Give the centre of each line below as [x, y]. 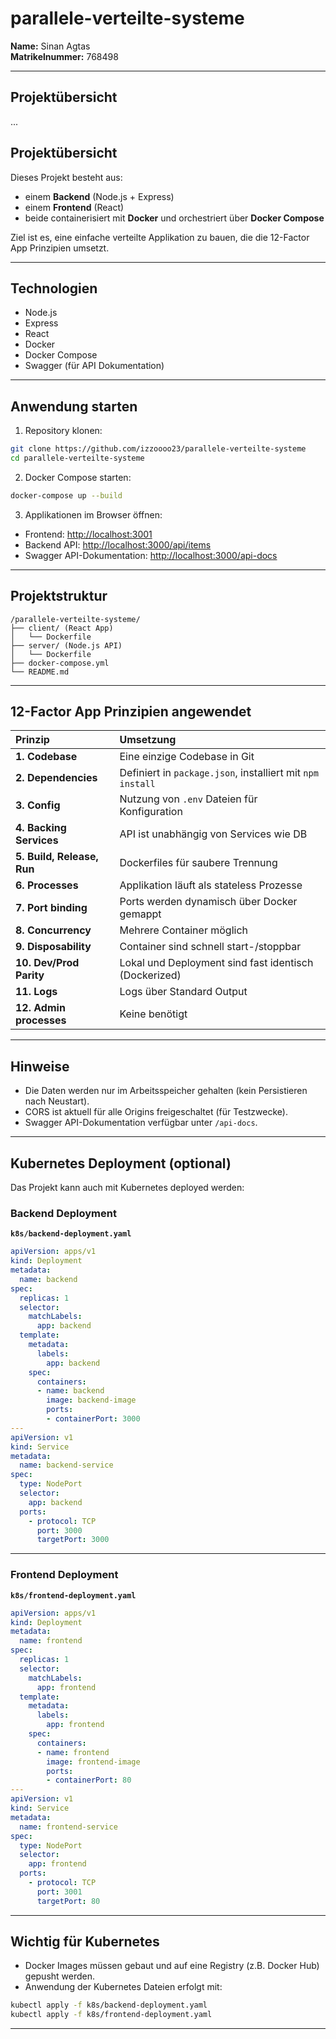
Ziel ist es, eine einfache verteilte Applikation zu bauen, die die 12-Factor [160, 237]
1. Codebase [46, 757]
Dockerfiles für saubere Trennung [198, 863]
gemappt [140, 914]
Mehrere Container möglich [183, 930]
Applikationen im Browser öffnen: [93, 514]
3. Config [38, 805]
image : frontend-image [93, 1762]
